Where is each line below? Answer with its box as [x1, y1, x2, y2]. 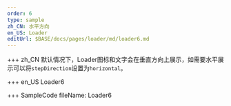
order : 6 [7, 10, 32, 17]
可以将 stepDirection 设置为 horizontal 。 [12, 64, 127, 72]
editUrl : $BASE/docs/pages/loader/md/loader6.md [7, 36, 150, 43]
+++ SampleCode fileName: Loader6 [7, 91, 112, 100]
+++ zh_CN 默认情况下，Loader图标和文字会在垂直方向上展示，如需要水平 [7, 56, 219, 64]
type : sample [7, 17, 45, 23]
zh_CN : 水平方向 [7, 23, 50, 30]
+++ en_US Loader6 [7, 78, 65, 86]
